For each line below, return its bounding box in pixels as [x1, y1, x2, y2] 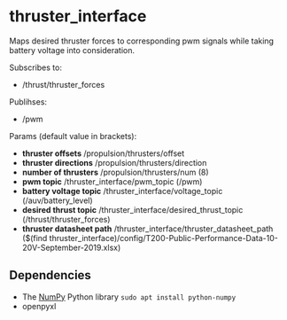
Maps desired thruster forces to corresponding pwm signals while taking [9, 35, 275, 46]
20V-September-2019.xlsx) [21, 242, 121, 253]
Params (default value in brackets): [9, 130, 137, 141]
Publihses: [9, 96, 47, 107]
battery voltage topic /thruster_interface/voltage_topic [21, 185, 223, 196]
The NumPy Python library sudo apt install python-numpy [21, 291, 237, 302]
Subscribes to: [9, 62, 62, 73]
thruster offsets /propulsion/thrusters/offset [21, 148, 185, 159]
